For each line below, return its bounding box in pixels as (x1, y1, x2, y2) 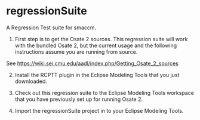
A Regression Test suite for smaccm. (6, 24, 97, 31)
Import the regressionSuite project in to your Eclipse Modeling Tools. (14, 107, 184, 114)
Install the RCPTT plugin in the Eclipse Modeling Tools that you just (14, 71, 180, 78)
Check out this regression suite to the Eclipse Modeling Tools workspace (14, 89, 194, 96)
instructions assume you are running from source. (14, 48, 138, 55)
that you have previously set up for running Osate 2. (14, 96, 143, 103)
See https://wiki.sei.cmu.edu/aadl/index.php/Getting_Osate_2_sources (6, 60, 179, 67)
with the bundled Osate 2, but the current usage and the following (14, 42, 177, 49)
